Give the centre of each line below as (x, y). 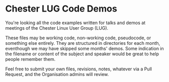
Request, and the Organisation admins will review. (57, 74)
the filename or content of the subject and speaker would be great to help (82, 54)
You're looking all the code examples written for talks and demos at (75, 23)
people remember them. (30, 59)
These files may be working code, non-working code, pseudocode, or (78, 38)
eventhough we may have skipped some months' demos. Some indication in (85, 48)
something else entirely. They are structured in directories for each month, (83, 43)
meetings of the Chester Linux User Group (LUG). (57, 28)
